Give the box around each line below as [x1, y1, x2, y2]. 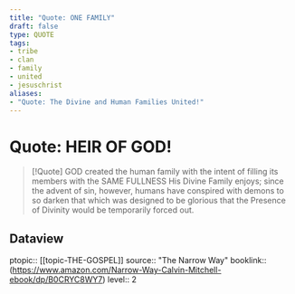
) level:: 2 [102, 274, 138, 285]
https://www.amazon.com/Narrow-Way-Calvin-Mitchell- [12, 264, 222, 276]
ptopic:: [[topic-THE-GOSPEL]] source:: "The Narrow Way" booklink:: [9, 255, 267, 266]
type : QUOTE [9, 30, 54, 39]
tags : [9, 38, 30, 48]
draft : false [9, 22, 59, 31]
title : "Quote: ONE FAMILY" [9, 13, 116, 23]
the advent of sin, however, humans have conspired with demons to [31, 185, 285, 196]
